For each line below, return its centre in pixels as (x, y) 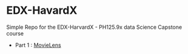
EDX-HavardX (42, 10)
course (15, 33)
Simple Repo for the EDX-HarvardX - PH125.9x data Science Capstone (94, 27)
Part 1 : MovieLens (38, 45)
